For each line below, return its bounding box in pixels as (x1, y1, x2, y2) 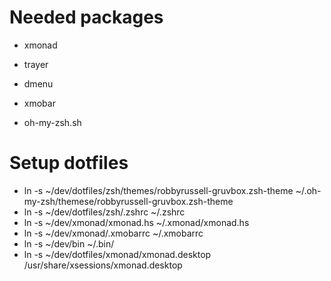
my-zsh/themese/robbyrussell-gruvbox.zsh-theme (23, 195, 234, 207)
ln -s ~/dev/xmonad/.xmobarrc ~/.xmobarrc (23, 227, 204, 239)
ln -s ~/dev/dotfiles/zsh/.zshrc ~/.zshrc (23, 206, 186, 218)
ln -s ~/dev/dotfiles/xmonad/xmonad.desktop (23, 248, 212, 260)
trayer (23, 58, 49, 70)
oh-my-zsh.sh (23, 116, 82, 128)
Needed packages (9, 6, 164, 29)
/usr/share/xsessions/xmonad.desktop (23, 259, 183, 271)
